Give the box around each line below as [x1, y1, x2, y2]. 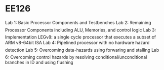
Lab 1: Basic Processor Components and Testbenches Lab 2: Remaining [5, 19, 152, 25]
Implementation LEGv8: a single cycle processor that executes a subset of [5, 34, 156, 40]
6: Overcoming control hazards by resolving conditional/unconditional [5, 54, 147, 60]
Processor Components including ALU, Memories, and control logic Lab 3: [5, 27, 156, 33]
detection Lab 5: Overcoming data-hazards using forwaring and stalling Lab [5, 47, 160, 53]
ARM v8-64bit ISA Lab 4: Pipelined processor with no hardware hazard [5, 39, 150, 45]
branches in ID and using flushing [5, 59, 74, 65]
